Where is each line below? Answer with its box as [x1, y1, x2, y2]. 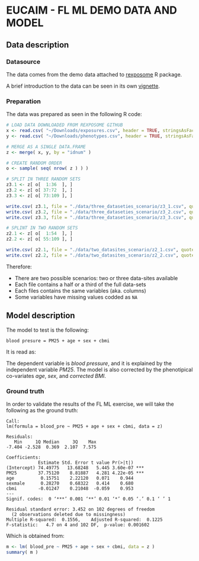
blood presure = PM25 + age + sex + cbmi [6, 338, 110, 344]
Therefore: [6, 263, 33, 270]
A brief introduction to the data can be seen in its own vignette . [6, 82, 160, 89]
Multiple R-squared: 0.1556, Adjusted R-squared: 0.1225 [6, 517, 163, 522]
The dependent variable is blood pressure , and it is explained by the [6, 360, 172, 367]
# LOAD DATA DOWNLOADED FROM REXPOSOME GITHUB [6, 122, 123, 128]
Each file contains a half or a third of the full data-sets [14, 281, 146, 288]
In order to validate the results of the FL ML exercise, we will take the [6, 400, 174, 408]
